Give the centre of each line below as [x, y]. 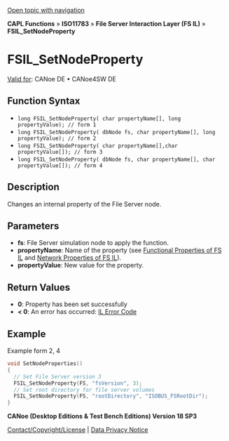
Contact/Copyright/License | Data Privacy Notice [78, 430]
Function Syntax [44, 101]
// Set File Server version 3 [57, 376]
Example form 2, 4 [34, 351]
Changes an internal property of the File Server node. [84, 204]
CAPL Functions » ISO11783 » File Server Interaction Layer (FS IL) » [106, 24]
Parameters [33, 226]
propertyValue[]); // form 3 [60, 152]
